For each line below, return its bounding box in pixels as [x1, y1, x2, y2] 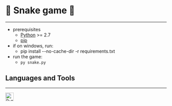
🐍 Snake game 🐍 [5, 5, 75, 16]
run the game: [12, 53, 42, 59]
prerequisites [12, 26, 41, 32]
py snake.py [20, 60, 46, 65]
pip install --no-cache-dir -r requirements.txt [20, 48, 115, 54]
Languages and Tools [5, 74, 75, 82]
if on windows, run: [12, 43, 54, 49]
